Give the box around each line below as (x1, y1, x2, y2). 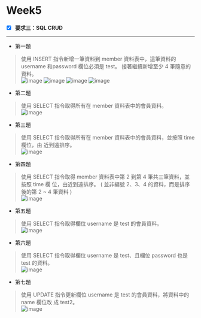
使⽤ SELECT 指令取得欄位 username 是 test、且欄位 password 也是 (20, 252, 188, 259)
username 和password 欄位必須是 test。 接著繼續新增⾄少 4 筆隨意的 (20, 63, 191, 69)
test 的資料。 (20, 259, 53, 266)
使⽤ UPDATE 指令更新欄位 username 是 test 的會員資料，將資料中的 (20, 291, 190, 298)
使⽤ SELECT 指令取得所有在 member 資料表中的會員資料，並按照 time (20, 134, 195, 141)
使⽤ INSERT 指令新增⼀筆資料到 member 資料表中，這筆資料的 (20, 55, 176, 62)
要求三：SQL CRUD (14, 24, 63, 31)
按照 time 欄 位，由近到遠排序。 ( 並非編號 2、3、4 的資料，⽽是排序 (20, 181, 190, 187)
